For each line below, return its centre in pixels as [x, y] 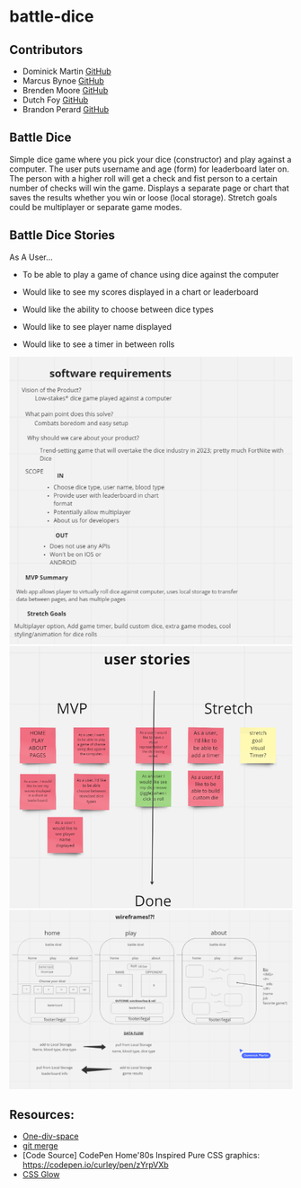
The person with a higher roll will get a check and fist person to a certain [144, 178]
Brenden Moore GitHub [65, 90]
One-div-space [50, 1136]
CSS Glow [41, 1175]
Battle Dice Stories [62, 235]
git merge [40, 1146]
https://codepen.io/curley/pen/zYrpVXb [95, 1165]
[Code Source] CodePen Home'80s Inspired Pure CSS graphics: [141, 1156]
